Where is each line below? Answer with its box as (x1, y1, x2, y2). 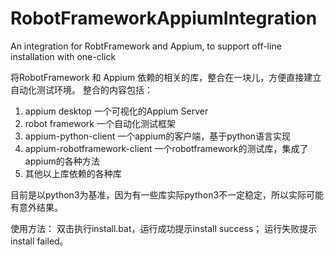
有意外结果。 (10, 201, 63, 213)
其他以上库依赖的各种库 (24, 167, 122, 179)
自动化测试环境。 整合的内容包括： (10, 83, 153, 96)
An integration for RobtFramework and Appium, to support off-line (10, 40, 282, 52)
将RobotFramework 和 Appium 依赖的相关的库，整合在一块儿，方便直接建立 (10, 71, 322, 83)
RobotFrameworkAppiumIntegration (10, 7, 318, 30)
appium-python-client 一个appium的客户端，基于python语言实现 (24, 130, 292, 142)
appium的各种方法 (24, 155, 100, 167)
